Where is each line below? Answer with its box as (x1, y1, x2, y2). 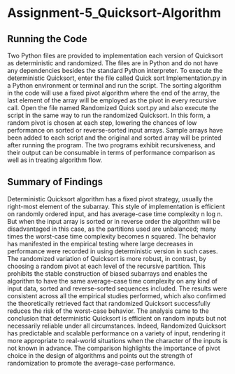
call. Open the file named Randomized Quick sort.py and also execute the (7, 104, 219, 112)
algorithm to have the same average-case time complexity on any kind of (7, 276, 218, 285)
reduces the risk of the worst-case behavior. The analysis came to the (7, 307, 209, 315)
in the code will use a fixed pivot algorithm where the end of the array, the (7, 89, 220, 97)
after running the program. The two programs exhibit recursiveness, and (7, 141, 215, 149)
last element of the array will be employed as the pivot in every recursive (7, 96, 217, 105)
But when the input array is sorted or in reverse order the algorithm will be (7, 217, 220, 225)
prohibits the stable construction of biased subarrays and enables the (7, 269, 208, 278)
